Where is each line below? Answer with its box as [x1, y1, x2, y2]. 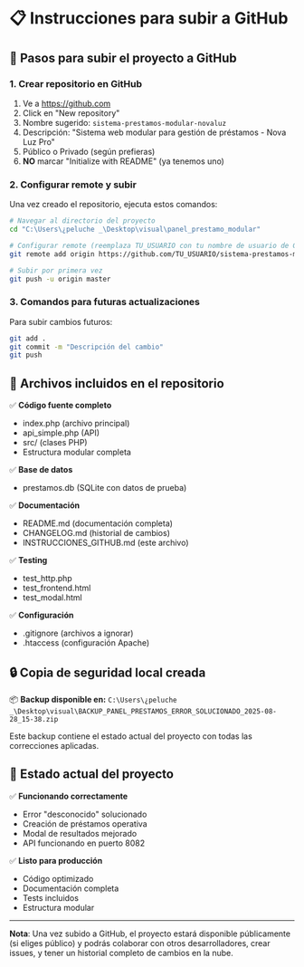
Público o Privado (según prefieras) [22, 146, 156, 157]
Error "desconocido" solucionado [22, 809, 147, 819]
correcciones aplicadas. [9, 740, 100, 751]
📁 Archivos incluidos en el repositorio [9, 376, 224, 391]
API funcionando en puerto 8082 [22, 838, 146, 848]
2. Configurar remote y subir [9, 178, 138, 191]
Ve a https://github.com [22, 98, 111, 109]
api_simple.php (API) [22, 427, 100, 438]
